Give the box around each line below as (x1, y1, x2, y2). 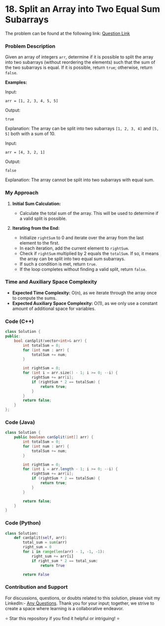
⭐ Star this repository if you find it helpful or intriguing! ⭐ (5, 615, 120, 621)
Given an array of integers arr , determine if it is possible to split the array (5, 54, 154, 60)
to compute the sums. (12, 295, 57, 301)
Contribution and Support (5, 583, 68, 590)
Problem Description (5, 43, 56, 50)
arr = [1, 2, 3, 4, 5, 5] (5, 99, 58, 104)
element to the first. (19, 240, 60, 246)
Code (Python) (5, 520, 41, 526)
